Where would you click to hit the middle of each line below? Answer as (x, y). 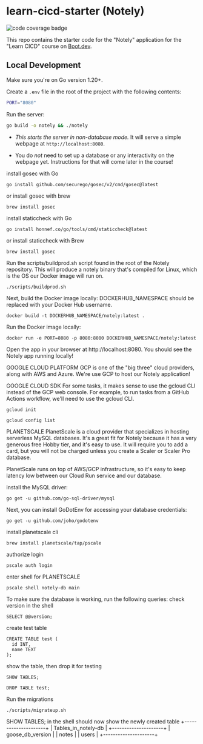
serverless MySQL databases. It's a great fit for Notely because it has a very (101, 438)
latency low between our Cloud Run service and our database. (84, 475)
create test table (27, 628)
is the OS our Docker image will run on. (55, 276)
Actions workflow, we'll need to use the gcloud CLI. (70, 398)
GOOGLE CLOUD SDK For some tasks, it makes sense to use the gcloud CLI (101, 386)
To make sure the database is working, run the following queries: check (95, 599)
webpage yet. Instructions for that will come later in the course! (94, 161)
